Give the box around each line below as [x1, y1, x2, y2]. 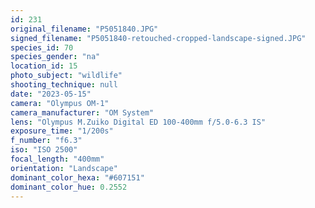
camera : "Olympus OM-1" [10, 98, 110, 108]
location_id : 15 [10, 61, 78, 71]
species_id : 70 [10, 42, 74, 53]
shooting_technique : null [10, 80, 118, 90]
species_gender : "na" [10, 52, 101, 62]
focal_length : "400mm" [10, 154, 105, 164]
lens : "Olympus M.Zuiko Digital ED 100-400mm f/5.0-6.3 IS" [10, 117, 267, 127]
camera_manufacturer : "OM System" [10, 107, 155, 118]
